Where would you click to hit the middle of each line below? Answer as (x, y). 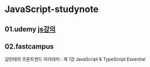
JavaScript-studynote (52, 9)
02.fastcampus (29, 46)
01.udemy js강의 (30, 29)
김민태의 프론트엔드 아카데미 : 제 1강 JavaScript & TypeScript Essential (75, 59)
